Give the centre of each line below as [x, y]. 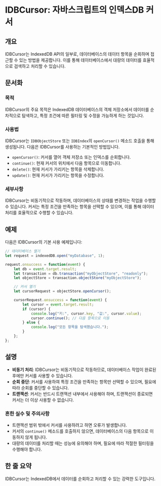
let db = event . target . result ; [45, 269]
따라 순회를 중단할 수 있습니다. [40, 388]
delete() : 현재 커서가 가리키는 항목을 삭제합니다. [58, 169]
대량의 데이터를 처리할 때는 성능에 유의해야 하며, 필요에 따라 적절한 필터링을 [83, 443]
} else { [31, 323]
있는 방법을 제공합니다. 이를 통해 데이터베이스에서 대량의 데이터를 [80, 60]
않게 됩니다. [36, 437]
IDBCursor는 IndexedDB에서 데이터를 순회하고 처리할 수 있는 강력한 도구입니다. [80, 479]
